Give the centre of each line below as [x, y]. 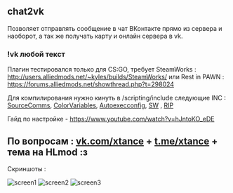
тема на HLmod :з [47, 152]
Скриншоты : [27, 168]
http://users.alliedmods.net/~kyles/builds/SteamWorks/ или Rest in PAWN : [116, 77]
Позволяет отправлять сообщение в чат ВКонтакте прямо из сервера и [115, 28]
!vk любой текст [36, 54]
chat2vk [26, 12]
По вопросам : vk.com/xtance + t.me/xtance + [113, 141]
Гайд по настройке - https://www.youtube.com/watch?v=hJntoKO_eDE [111, 119]
